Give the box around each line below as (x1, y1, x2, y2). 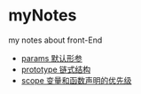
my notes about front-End (8, 35, 103, 45)
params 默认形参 (20, 52, 83, 63)
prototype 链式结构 (20, 64, 91, 74)
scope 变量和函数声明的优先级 (20, 74, 132, 85)
